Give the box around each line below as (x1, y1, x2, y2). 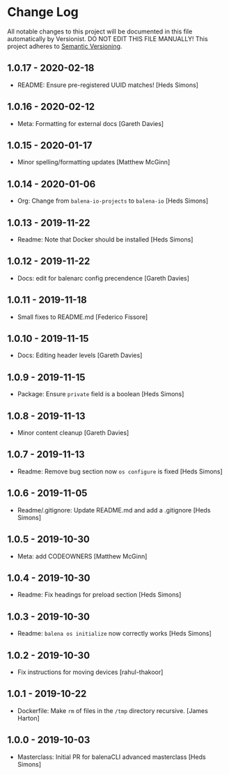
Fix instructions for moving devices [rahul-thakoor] (17, 668, 164, 676)
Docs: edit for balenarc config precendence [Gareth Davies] (17, 274, 190, 282)
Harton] (17, 714, 40, 722)
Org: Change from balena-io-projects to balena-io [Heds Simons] (17, 196, 209, 205)
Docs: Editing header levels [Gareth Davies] (17, 351, 143, 359)
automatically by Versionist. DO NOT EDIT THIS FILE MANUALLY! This (7, 34, 208, 42)
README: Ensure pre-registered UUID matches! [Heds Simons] (17, 81, 198, 89)
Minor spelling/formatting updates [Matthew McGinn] (17, 158, 171, 166)
